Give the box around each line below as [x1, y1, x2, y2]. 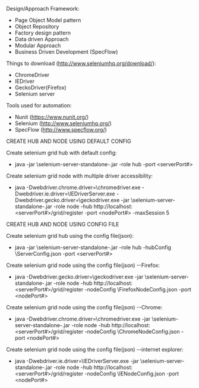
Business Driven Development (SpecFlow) [14, 48, 118, 55]
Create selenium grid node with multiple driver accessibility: [6, 172, 153, 179]
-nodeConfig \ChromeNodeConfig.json [84, 328, 180, 335]
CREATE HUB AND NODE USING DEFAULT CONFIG [6, 138, 132, 145]
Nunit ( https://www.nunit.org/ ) [14, 113, 89, 120]
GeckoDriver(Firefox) [14, 84, 67, 91]
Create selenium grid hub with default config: [6, 149, 117, 156]
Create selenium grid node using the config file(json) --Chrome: [6, 304, 163, 311]
